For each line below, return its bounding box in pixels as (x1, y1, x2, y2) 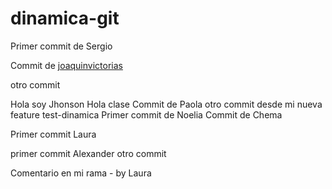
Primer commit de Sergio (10, 40, 113, 52)
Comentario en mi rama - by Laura (10, 167, 152, 179)
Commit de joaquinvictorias (10, 59, 123, 71)
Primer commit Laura (10, 128, 97, 140)
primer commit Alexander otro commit (10, 147, 167, 159)
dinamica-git (10, 7, 120, 30)
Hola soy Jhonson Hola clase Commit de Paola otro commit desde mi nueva (10, 98, 323, 110)
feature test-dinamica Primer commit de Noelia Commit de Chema (10, 108, 283, 121)
